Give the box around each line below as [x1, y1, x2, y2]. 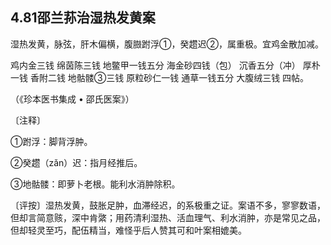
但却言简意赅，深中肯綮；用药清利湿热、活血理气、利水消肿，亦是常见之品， [10, 211, 326, 223]
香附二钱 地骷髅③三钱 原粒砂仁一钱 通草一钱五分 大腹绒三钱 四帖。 [29, 71, 310, 83]
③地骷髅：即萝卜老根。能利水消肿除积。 [10, 178, 181, 190]
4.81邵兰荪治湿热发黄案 [10, 9, 156, 27]
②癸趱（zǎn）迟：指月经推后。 [10, 156, 143, 168]
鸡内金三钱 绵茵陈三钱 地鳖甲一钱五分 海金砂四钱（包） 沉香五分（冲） [10, 59, 301, 71]
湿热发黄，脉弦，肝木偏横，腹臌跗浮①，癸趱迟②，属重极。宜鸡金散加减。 [10, 38, 324, 50]
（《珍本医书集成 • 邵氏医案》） [10, 93, 135, 105]
